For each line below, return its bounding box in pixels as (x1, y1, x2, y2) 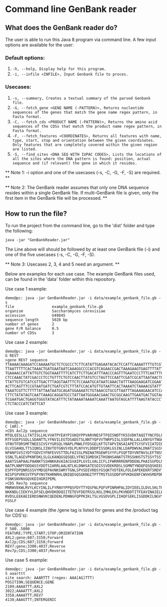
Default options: (5, 54, 45, 61)
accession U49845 (5, 313, 66, 318)
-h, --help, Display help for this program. (12, 66, 106, 72)
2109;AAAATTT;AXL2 (5, 584, 43, 590)
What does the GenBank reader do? (5, 23, 118, 32)
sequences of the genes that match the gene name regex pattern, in (12, 110, 158, 115)
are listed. (12, 146, 37, 152)
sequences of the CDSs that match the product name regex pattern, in (12, 124, 162, 129)
